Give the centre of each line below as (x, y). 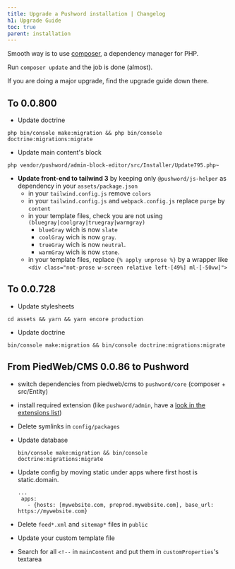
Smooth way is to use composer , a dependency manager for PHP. (103, 54)
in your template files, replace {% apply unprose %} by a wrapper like (128, 260)
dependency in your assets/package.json (78, 186)
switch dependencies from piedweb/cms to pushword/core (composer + (121, 384)
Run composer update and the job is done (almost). (80, 67)
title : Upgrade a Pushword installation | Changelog (86, 14)
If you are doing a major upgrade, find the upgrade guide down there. (108, 81)
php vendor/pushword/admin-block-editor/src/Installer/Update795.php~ (113, 166)
